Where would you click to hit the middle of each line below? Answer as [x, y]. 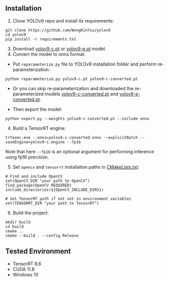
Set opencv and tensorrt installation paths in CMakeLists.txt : [76, 167]
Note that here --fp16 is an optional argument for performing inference [80, 151]
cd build [15, 227]
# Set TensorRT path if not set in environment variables [68, 199]
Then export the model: [37, 109]
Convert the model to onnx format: [49, 54]
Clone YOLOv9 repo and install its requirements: [63, 21]
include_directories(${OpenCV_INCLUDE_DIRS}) [54, 190]
